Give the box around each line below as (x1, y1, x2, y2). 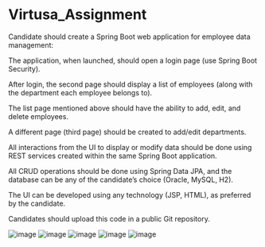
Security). (8, 64, 41, 73)
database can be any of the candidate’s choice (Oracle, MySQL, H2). (8, 175, 233, 184)
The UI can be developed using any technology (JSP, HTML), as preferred (8, 190, 251, 199)
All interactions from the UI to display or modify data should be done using (8, 142, 252, 152)
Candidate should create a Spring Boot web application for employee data (8, 32, 251, 41)
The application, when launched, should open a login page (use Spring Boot (8, 56, 257, 65)
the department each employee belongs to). (8, 87, 153, 97)
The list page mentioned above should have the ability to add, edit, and (8, 103, 241, 113)
